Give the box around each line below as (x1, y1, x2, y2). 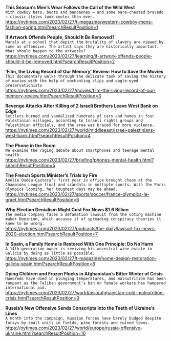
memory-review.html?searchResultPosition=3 (5, 93, 101, 99)
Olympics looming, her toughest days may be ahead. (5, 187, 118, 192)
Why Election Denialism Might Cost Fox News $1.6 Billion (5, 207, 129, 212)
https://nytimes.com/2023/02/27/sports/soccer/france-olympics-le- (5, 191, 150, 197)
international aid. (5, 285, 47, 290)
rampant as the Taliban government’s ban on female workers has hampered (5, 280, 166, 286)
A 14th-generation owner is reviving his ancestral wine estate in (5, 246, 153, 251)
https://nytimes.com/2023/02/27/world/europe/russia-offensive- (5, 325, 142, 331)
